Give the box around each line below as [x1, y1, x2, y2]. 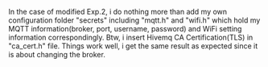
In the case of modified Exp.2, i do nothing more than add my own [8, 7, 228, 16]
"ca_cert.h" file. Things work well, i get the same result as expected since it [8, 41, 258, 51]
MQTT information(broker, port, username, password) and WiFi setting [8, 24, 242, 33]
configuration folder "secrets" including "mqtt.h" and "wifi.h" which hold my [8, 15, 261, 25]
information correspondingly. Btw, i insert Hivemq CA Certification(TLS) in [8, 32, 254, 42]
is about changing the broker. [8, 50, 106, 59]
